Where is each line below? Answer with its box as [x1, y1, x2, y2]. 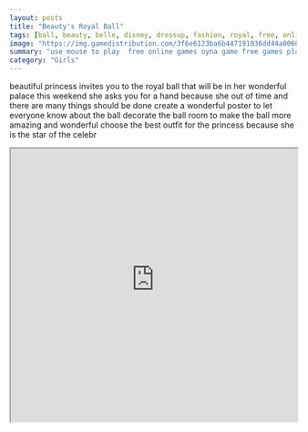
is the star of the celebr [9, 129, 98, 139]
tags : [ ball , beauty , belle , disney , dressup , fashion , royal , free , [9, 30, 280, 39]
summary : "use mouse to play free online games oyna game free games [9, 47, 283, 57]
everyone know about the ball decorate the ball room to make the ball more [9, 110, 292, 120]
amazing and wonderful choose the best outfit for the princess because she [9, 119, 294, 130]
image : [9, 38, 35, 48]
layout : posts [9, 13, 64, 23]
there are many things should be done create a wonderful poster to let [9, 100, 273, 110]
